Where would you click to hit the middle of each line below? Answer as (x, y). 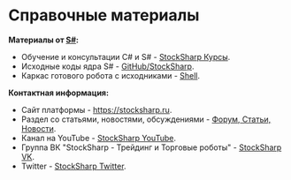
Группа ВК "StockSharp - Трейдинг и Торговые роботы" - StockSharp (151, 147)
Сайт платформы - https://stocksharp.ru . (96, 109)
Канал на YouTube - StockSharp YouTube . (98, 138)
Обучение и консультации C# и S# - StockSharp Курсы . (126, 56)
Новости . (38, 128)
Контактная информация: (59, 93)
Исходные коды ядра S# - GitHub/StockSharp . (107, 66)
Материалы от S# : (44, 40)
